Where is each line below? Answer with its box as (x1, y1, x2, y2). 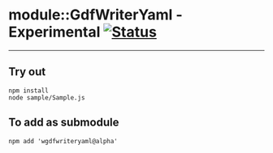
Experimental (8, 23, 101, 41)
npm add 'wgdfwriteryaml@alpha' (8, 137, 118, 145)
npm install (8, 87, 49, 95)
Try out (8, 65, 46, 79)
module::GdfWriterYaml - (8, 6, 183, 24)
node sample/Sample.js (8, 93, 85, 102)
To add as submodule (8, 116, 119, 130)
